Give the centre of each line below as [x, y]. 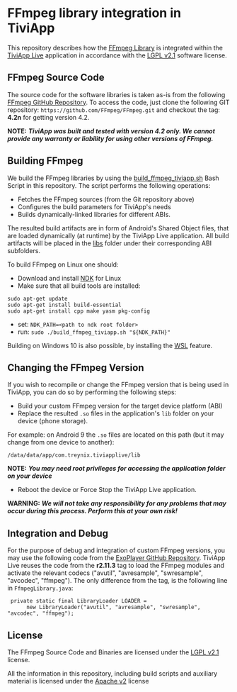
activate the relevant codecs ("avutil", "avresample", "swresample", [105, 573]
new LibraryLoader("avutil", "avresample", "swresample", [113, 608]
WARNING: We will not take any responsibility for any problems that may [117, 503]
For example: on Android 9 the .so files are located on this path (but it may [116, 435]
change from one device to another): [61, 442]
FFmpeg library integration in [94, 13]
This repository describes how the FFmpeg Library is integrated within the [115, 48]
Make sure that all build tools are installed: [79, 286]
